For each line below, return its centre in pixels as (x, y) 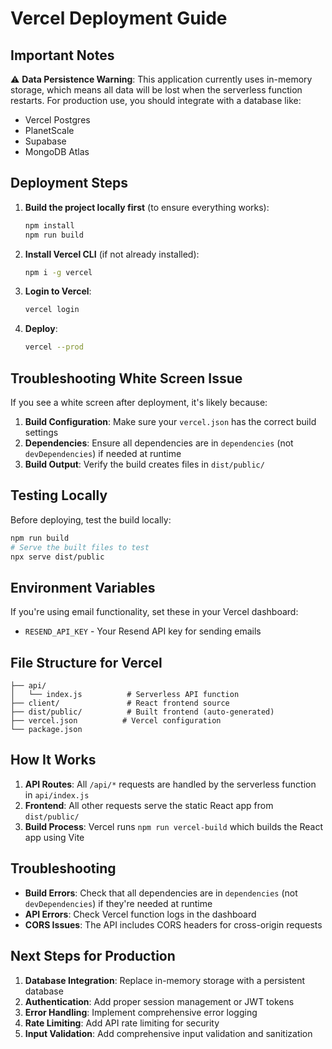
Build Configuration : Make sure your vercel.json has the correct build (170, 421)
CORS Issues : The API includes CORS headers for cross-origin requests (173, 924)
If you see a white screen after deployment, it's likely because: (139, 402)
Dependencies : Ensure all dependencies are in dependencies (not (159, 443)
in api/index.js (57, 794)
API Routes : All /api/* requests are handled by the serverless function (170, 784)
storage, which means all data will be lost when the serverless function (156, 90)
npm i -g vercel (58, 272)
